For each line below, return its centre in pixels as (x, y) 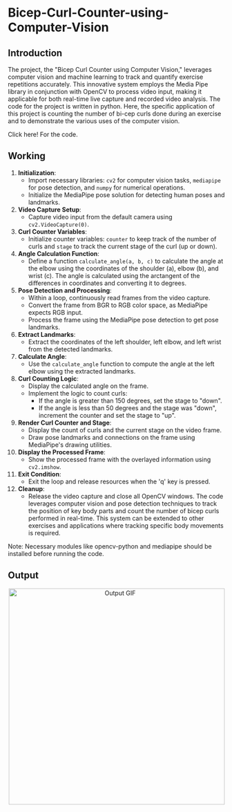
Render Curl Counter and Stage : (65, 423)
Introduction (35, 53)
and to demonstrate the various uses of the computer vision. (94, 121)
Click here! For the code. (43, 134)
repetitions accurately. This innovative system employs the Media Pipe (108, 84)
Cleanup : (31, 488)
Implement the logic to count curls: (78, 393)
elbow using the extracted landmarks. (82, 371)
